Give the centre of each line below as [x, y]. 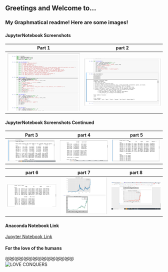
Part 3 [31, 135]
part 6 [32, 172]
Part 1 [44, 48]
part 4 [84, 135]
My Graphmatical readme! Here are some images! [67, 22]
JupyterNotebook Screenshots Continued [50, 122]
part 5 [136, 135]
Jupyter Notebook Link [29, 236]
